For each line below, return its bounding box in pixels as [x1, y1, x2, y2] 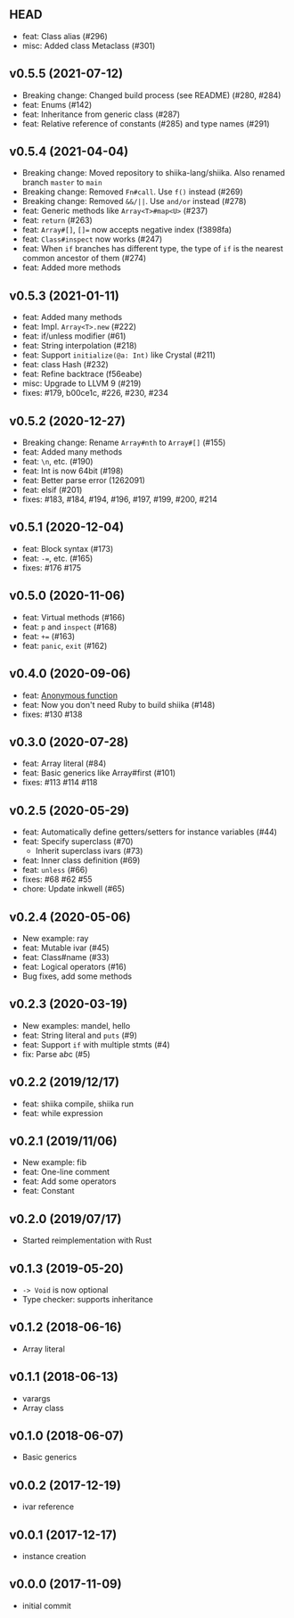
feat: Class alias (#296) [21, 30, 109, 41]
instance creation [21, 1551, 86, 1562]
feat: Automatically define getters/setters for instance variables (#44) [21, 826, 278, 837]
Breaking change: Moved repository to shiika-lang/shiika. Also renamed [21, 168, 285, 178]
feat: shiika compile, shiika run [21, 1098, 135, 1109]
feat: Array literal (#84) [21, 758, 107, 769]
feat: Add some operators [21, 1176, 117, 1187]
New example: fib [21, 1157, 87, 1168]
